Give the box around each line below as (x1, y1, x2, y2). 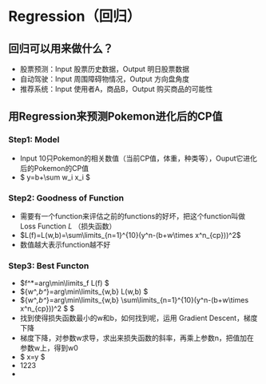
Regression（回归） (8, 7, 141, 26)
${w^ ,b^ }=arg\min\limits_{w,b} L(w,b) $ (19, 287, 149, 296)
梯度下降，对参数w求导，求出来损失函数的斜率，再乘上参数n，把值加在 (19, 333, 254, 343)
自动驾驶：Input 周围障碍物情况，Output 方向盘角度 (19, 74, 190, 84)
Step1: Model (8, 134, 60, 145)
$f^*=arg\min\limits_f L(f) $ (19, 279, 109, 288)
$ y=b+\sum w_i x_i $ (19, 172, 90, 182)
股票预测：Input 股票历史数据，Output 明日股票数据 (19, 65, 190, 73)
